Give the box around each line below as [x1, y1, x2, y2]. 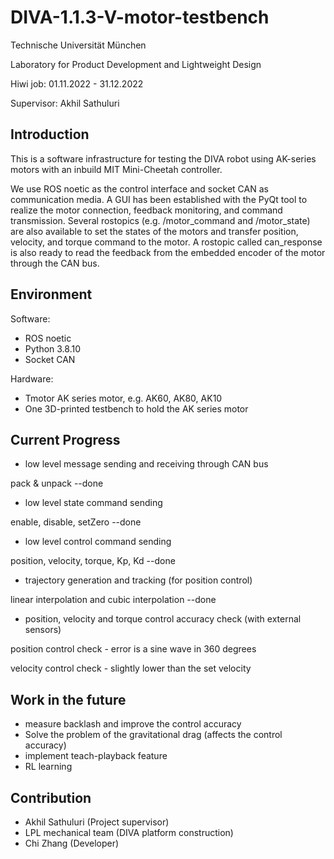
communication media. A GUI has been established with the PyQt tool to [10, 193, 308, 205]
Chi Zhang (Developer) [24, 837, 120, 849]
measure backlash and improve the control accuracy [24, 718, 242, 730]
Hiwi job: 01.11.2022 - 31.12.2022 [10, 77, 144, 90]
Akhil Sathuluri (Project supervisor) [24, 816, 170, 828]
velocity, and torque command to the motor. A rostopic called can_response [10, 236, 323, 248]
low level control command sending [24, 536, 172, 548]
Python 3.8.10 [24, 342, 82, 355]
